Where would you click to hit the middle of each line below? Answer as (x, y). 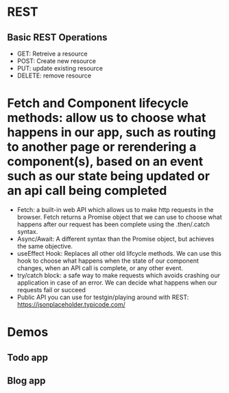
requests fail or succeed (51, 289)
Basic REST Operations (57, 37)
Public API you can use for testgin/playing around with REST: (103, 297)
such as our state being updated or (109, 176)
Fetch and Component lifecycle (98, 103)
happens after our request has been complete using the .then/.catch (113, 224)
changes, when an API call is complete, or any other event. (100, 267)
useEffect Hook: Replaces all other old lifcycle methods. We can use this (119, 253)
